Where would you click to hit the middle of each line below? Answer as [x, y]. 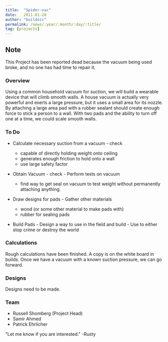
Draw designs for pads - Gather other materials [62, 199]
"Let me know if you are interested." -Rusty [50, 334]
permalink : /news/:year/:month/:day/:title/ [53, 24]
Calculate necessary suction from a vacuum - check [67, 143]
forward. [14, 265]
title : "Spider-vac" [28, 10]
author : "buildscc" [26, 19]
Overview [18, 81]
